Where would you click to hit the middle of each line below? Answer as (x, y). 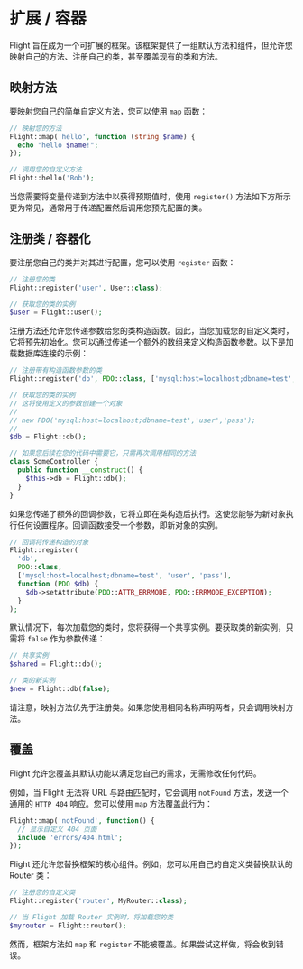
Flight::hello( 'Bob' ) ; (52, 178)
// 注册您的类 (32, 279)
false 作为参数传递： (66, 639)
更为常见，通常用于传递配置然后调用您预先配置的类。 (108, 208)
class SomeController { (54, 462)
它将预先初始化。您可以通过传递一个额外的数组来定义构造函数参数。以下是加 (151, 342)
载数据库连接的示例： (49, 354)
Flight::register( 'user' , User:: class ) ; (87, 288)
